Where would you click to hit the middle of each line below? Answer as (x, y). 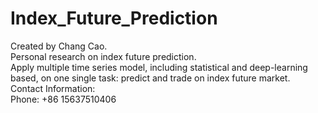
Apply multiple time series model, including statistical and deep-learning (159, 67)
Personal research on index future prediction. (103, 56)
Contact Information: (53, 88)
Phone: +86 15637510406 (63, 99)
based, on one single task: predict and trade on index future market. (150, 78)
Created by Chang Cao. (59, 46)
